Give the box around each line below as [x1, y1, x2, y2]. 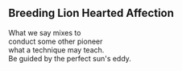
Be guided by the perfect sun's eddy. [8, 53, 131, 63]
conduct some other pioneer [8, 36, 103, 46]
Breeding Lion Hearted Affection [8, 6, 175, 20]
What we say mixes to [8, 27, 81, 37]
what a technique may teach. [8, 44, 105, 55]
